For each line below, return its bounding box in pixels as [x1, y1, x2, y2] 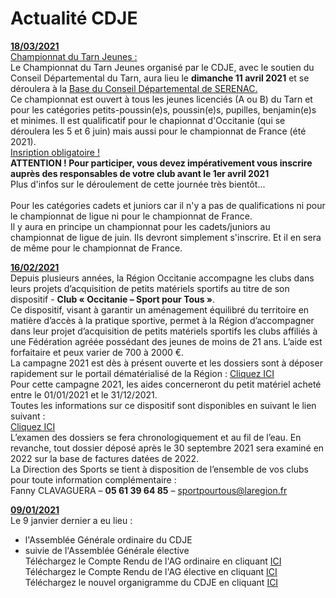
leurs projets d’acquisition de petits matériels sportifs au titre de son [10, 282, 290, 294]
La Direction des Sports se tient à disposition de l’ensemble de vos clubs [10, 463, 309, 475]
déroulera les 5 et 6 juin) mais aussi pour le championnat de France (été [10, 125, 307, 137]
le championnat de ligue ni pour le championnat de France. [10, 210, 253, 222]
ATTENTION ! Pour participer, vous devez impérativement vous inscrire [10, 157, 313, 169]
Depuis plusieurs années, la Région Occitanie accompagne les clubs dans [10, 272, 315, 284]
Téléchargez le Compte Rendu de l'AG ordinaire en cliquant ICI [24, 555, 282, 567]
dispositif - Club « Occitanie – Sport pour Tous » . [10, 293, 216, 305]
